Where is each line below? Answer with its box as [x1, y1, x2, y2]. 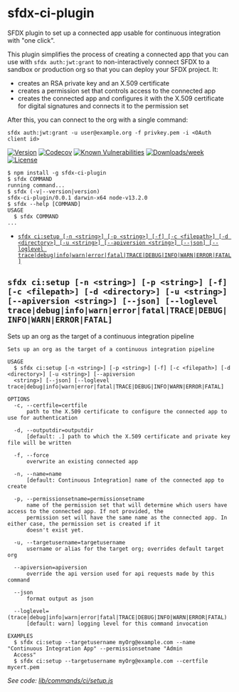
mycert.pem [7, 663, 40, 671]
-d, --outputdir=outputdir [14, 426, 94, 434]
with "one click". [7, 36, 55, 44]
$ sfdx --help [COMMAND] [7, 200, 81, 207]
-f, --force [14, 451, 50, 459]
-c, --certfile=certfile [14, 401, 87, 409]
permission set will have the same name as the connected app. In [26, 514, 228, 521]
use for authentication [7, 414, 78, 421]
